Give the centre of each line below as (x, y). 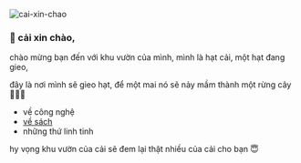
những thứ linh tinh (58, 131)
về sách (37, 122)
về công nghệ (48, 112)
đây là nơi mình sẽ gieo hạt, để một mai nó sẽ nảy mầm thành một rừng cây (150, 85)
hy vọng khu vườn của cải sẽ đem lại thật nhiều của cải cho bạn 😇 (134, 149)
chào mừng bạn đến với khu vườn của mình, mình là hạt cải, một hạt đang (147, 57)
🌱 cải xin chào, (42, 37)
